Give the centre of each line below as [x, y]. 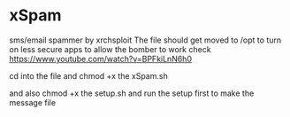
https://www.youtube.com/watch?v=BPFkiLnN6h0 [101, 58]
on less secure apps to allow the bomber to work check [110, 49]
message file [32, 102]
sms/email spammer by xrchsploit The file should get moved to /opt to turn [145, 40]
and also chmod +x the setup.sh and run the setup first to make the [132, 93]
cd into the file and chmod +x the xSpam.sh [88, 75]
